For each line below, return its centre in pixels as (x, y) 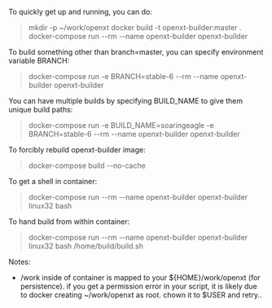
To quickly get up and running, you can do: (80, 12)
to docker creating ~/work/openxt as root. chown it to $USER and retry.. (141, 295)
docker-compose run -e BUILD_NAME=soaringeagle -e (121, 125)
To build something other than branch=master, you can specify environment (136, 52)
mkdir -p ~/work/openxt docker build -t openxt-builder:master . (135, 27)
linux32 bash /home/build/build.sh (86, 246)
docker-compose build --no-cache (87, 165)
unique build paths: (41, 110)
